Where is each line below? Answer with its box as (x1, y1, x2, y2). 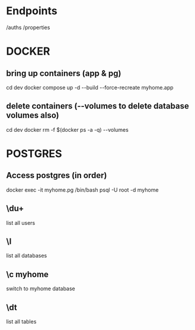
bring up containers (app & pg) (6, 68, 122, 78)
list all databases (6, 252, 47, 259)
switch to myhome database (6, 285, 75, 292)
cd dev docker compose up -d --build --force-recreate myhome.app (6, 84, 174, 91)
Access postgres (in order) (6, 170, 107, 180)
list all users (6, 219, 36, 226)
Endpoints (6, 4, 57, 18)
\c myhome (6, 269, 49, 280)
